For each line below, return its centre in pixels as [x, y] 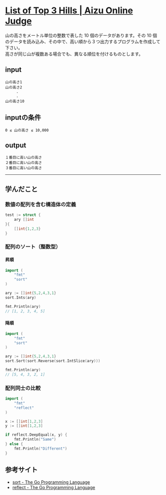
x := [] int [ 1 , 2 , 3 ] [24, 421]
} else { [14, 444]
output [16, 145]
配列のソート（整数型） [33, 247]
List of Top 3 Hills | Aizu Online [69, 11]
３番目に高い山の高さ [23, 168]
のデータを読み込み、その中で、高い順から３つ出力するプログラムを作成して [83, 41]
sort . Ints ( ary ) [21, 297]
